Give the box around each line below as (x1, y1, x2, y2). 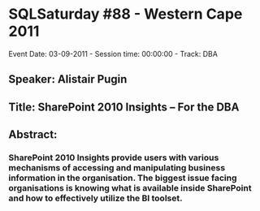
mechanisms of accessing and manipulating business (8, 162, 226, 174)
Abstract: (8, 127, 58, 142)
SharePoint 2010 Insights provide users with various (8, 152, 219, 163)
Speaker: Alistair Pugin (8, 72, 128, 86)
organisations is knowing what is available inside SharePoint (8, 183, 252, 194)
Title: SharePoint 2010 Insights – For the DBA (8, 100, 240, 114)
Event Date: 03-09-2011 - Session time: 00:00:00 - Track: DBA (8, 49, 218, 58)
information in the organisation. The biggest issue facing (8, 172, 237, 183)
